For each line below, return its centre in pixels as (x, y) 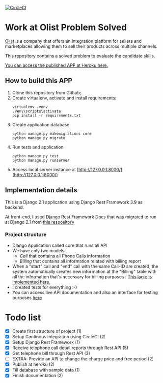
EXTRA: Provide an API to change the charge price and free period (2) (83, 359)
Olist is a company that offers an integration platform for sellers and (73, 41)
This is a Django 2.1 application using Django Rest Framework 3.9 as (74, 202)
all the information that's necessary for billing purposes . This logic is (82, 277)
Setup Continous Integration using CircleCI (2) (59, 336)
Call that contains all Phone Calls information (65, 256)
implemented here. (31, 282)
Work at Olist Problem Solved (66, 28)
